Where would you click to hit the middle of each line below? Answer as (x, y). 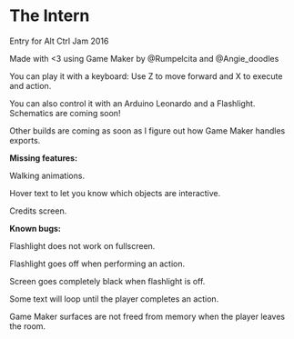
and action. (30, 85)
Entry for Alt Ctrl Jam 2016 (59, 41)
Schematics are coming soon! (65, 113)
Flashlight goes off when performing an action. (97, 264)
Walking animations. (47, 175)
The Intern (50, 16)
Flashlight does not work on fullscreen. (82, 245)
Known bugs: (35, 228)
